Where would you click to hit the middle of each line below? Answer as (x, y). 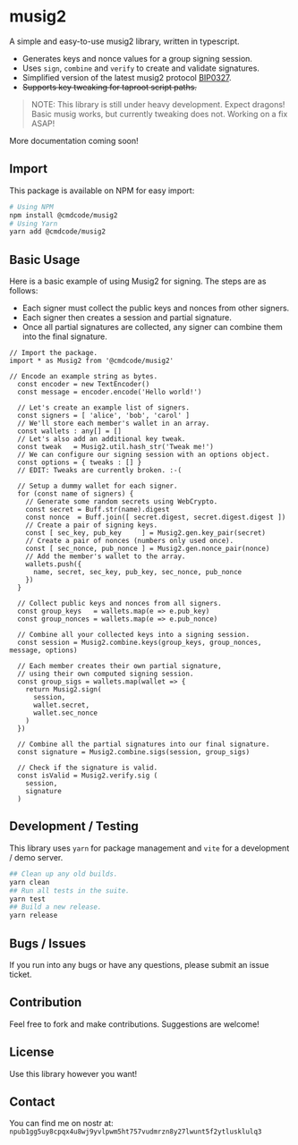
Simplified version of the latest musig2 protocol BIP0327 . (127, 77)
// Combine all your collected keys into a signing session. (134, 635)
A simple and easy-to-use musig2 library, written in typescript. (124, 41)
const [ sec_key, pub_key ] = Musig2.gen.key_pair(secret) (146, 533)
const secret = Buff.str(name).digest (98, 510)
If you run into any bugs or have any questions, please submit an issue (139, 964)
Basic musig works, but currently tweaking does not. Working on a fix (159, 114)
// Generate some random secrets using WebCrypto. (122, 502)
